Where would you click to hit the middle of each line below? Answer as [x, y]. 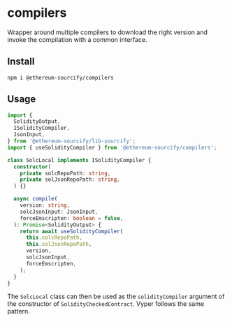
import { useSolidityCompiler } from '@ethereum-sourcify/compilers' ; [112, 147]
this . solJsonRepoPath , [59, 244]
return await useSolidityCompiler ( [72, 231]
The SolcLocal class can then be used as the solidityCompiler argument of [116, 297]
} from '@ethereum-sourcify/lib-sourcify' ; [72, 141]
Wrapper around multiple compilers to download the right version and [108, 32]
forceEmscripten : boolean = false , [72, 218]
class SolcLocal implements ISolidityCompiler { [79, 160]
